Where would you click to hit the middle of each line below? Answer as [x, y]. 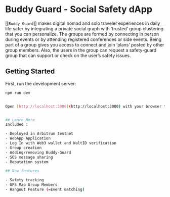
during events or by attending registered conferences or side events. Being [83, 39]
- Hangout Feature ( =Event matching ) [45, 189]
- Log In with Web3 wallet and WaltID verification [61, 143]
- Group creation [24, 147]
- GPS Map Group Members [31, 185]
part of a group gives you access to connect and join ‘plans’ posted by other [85, 44]
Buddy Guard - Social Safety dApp [79, 9]
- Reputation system [27, 162]
